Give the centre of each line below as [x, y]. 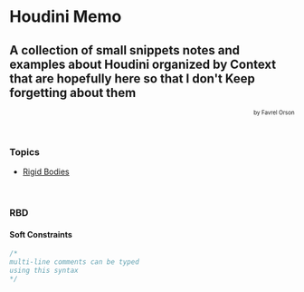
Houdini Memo [66, 17]
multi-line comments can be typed [75, 262]
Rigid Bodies [46, 172]
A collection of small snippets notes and [125, 50]
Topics [25, 151]
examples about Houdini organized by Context [143, 64]
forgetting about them [73, 92]
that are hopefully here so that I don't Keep [133, 78]
